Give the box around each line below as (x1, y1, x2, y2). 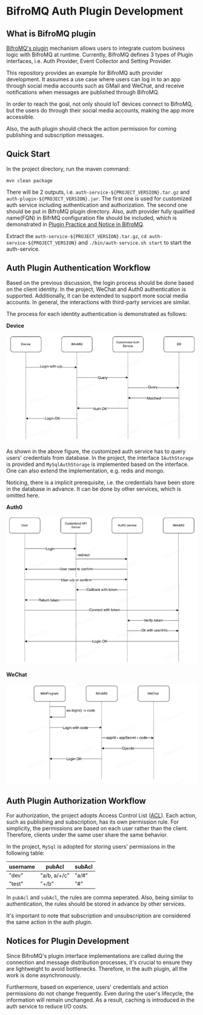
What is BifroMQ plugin (6, 29, 96, 39)
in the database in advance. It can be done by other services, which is (6, 485, 182, 493)
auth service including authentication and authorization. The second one (6, 201, 188, 208)
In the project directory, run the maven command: (6, 165, 130, 173)
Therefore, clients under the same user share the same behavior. (6, 831, 168, 839)
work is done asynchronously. (6, 971, 81, 979)
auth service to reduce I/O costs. (6, 1002, 88, 1010)
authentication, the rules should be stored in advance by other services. (6, 900, 186, 907)
